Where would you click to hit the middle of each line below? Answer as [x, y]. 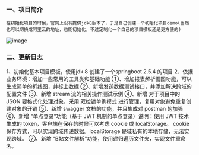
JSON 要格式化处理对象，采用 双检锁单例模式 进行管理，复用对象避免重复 [96, 101]
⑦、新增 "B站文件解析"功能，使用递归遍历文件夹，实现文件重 [105, 138]
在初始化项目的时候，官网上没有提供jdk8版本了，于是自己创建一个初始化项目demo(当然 [98, 23]
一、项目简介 [25, 9]
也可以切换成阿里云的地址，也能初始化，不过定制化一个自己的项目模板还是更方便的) [94, 30]
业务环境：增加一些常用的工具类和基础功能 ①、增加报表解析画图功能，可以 [99, 79]
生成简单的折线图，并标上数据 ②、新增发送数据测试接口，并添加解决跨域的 [99, 86]
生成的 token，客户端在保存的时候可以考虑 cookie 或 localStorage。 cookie [98, 123]
